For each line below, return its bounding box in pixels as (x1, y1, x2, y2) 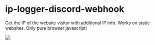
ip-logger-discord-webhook (5, 3, 124, 15)
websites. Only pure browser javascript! (5, 25, 87, 31)
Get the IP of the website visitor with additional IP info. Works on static (5, 20, 150, 26)
